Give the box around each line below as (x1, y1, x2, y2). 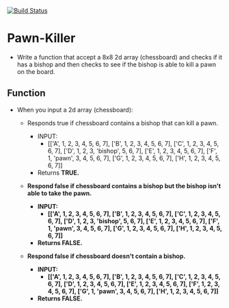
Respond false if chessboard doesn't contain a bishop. (27, 252, 186, 260)
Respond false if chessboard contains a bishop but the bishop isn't (27, 181, 221, 190)
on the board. (16, 67, 55, 75)
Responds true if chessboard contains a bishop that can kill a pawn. (27, 118, 219, 127)
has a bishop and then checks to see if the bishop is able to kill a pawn (16, 60, 217, 68)
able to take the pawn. (27, 189, 92, 197)
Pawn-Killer (7, 31, 76, 46)
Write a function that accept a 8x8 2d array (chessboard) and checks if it (16, 53, 223, 61)
